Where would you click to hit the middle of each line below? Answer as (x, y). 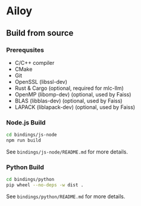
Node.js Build (26, 122)
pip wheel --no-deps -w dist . (45, 185)
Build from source (40, 33)
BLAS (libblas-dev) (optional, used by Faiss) (69, 101)
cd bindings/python (30, 180)
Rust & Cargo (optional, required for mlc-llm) (69, 88)
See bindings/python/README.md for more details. (66, 196)
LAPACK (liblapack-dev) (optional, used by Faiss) (75, 107)
